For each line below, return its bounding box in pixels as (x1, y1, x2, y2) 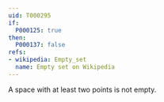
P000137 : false (15, 41, 66, 49)
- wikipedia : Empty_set (8, 56, 87, 64)
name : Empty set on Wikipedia (15, 63, 115, 71)
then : (8, 33, 26, 42)
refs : (8, 48, 26, 56)
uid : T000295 (8, 11, 51, 20)
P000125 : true (15, 26, 62, 34)
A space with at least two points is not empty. (8, 85, 157, 94)
